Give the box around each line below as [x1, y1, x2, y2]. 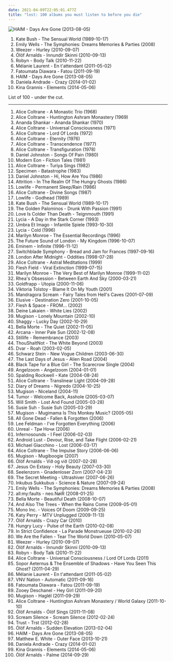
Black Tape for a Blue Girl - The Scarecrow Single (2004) [15, 361, 135, 367]
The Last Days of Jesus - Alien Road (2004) [15, 356, 108, 362]
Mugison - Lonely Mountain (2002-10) [15, 313, 96, 319]
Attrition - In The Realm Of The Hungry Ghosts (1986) [15, 178, 127, 185]
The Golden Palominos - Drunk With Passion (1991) [15, 205, 122, 212]
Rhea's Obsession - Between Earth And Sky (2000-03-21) [15, 275, 137, 281]
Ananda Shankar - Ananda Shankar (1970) [15, 119, 104, 126]
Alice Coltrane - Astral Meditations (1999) [15, 259, 103, 265]
